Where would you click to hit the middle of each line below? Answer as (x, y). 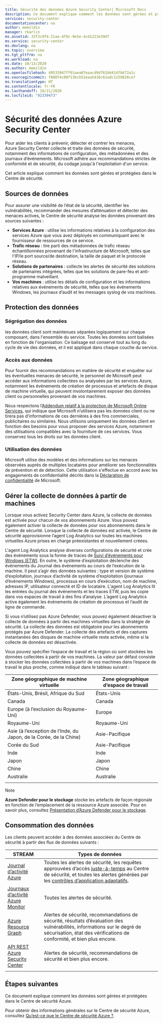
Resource (18, 927)
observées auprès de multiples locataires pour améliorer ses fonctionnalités (81, 465)
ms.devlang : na (20, 46)
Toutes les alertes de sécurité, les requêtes (93, 862)
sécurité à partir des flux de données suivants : (52, 842)
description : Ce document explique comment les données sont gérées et (79, 14)
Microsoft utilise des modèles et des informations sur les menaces (71, 460)
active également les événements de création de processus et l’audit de (77, 602)
